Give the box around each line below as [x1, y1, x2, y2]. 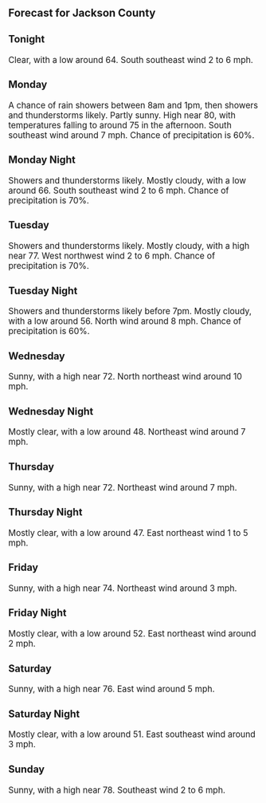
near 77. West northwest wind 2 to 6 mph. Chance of [8, 250, 216, 262]
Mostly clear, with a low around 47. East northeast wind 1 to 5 [8, 527, 248, 538]
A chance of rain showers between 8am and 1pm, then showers [8, 100, 259, 111]
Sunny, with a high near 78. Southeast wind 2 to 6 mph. [8, 785, 225, 796]
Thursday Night [8, 506, 83, 519]
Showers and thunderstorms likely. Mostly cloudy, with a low [8, 175, 247, 186]
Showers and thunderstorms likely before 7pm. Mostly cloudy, [8, 306, 252, 317]
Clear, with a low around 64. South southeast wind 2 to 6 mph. [8, 54, 253, 65]
